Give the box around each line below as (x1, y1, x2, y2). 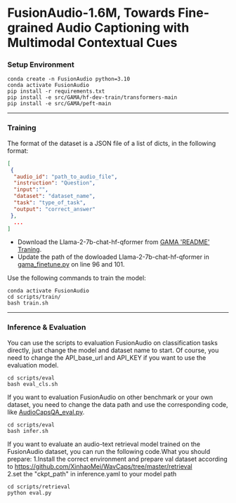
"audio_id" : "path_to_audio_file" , (13, 173, 118, 180)
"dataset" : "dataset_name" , (13, 193, 96, 200)
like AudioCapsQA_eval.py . (7, 408, 85, 416)
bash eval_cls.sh (7, 380, 58, 387)
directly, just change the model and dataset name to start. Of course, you (7, 346, 219, 354)
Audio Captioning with (55, 20, 190, 36)
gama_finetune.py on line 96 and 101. (17, 260, 125, 269)
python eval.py (7, 489, 52, 496)
